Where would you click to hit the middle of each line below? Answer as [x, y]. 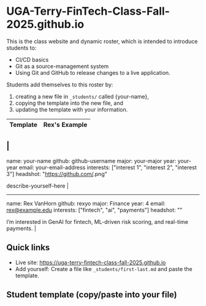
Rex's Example [65, 124]
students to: [21, 48]
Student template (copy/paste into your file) [92, 295]
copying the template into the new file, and [69, 103]
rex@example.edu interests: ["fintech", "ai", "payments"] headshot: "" [94, 210]
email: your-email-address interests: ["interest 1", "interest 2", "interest [108, 167]
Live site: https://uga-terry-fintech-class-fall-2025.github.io [90, 262]
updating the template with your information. [71, 109]
